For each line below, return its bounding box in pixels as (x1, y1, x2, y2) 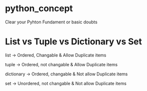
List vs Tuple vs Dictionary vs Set (5, 36, 142, 47)
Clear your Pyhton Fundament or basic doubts (5, 19, 98, 25)
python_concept (5, 3, 73, 14)
